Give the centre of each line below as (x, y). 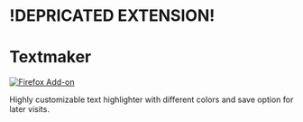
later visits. (29, 109)
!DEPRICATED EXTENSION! (112, 16)
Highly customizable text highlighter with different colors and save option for (151, 99)
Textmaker (50, 57)
